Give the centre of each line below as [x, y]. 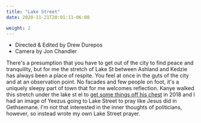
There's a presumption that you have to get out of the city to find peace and [100, 63]
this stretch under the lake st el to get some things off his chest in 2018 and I [100, 95]
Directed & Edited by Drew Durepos [59, 45]
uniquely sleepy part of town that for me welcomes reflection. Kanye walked [100, 88]
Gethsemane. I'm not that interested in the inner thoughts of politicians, [94, 107]
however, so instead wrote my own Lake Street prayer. [73, 113]
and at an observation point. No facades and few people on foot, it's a [93, 82]
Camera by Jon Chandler [46, 51]
